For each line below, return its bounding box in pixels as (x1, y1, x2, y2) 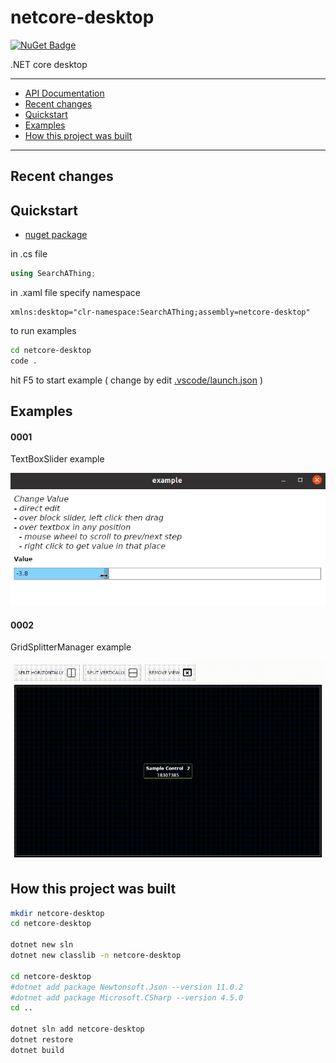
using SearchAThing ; (10, 269, 97, 279)
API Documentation (24, 87, 105, 99)
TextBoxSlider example (10, 453, 105, 465)
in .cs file (10, 248, 48, 260)
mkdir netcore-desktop (10, 908, 105, 918)
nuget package (24, 229, 88, 241)
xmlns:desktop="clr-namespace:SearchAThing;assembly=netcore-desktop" (10, 307, 311, 318)
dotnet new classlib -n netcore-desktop (10, 951, 182, 961)
